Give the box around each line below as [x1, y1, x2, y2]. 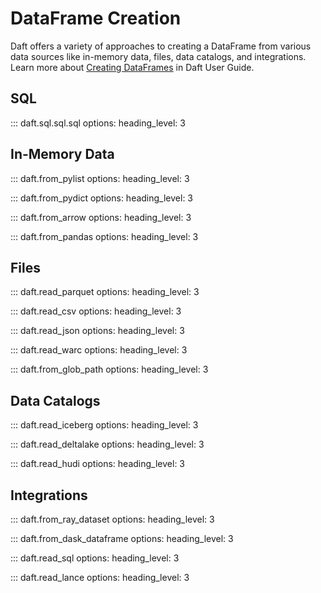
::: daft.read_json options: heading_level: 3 [10, 325, 185, 337]
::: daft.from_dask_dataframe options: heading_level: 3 [10, 533, 234, 544]
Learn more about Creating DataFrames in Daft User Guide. [10, 61, 255, 73]
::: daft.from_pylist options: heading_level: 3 [10, 172, 190, 184]
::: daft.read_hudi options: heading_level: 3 [10, 458, 185, 470]
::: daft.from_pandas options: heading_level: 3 [10, 230, 199, 242]
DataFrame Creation [10, 7, 182, 30]
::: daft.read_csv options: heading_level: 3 [10, 305, 182, 317]
